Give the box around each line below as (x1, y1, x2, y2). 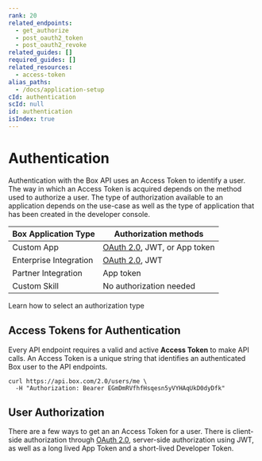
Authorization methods (114, 228, 204, 239)
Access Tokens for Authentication (8, 323, 181, 338)
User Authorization (8, 406, 105, 420)
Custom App (12, 242, 60, 253)
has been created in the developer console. (8, 209, 151, 219)
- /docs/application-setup (15, 85, 105, 94)
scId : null (8, 100, 44, 108)
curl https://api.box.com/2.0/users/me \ (8, 377, 148, 385)
